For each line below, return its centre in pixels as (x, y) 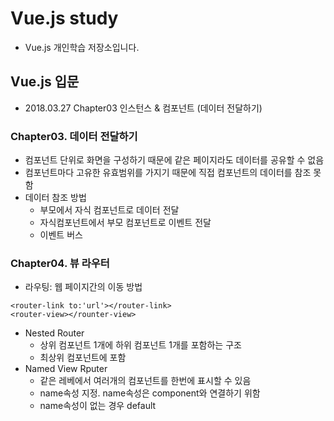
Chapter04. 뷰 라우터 (60, 263)
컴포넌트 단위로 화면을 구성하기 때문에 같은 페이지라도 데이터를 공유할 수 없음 (174, 160)
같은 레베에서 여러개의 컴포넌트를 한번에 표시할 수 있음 (145, 381)
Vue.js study (64, 18)
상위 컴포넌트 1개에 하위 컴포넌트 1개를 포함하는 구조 (140, 345)
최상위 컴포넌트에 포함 (83, 358)
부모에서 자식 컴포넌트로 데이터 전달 (109, 210)
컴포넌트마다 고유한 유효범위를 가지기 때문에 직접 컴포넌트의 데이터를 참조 (168, 173)
